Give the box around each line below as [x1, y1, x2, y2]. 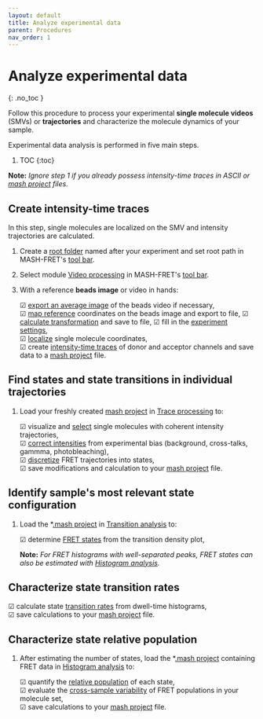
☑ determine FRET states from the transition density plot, [19, 534, 206, 544]
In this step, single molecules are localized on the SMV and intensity [8, 223, 228, 232]
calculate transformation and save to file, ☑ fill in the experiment [19, 317, 228, 326]
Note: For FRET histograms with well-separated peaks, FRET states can [19, 549, 254, 559]
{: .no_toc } [8, 94, 44, 103]
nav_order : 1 [8, 33, 51, 42]
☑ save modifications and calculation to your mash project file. [19, 463, 223, 472]
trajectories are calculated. [8, 231, 95, 240]
